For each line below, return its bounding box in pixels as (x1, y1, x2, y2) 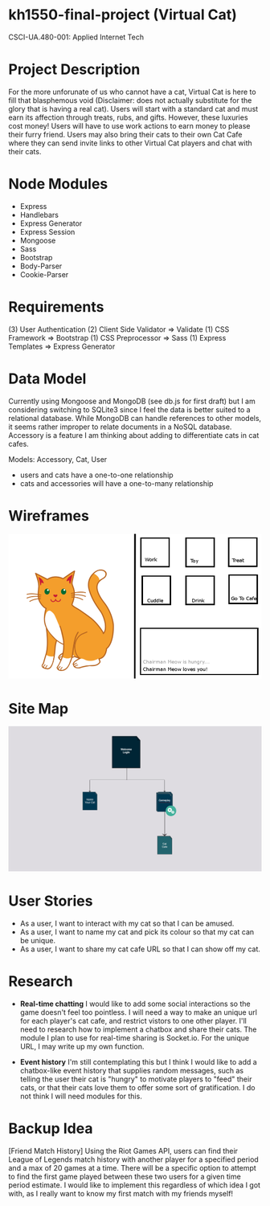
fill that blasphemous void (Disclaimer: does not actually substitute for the (8, 95, 252, 105)
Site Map (8, 699, 69, 717)
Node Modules (8, 175, 108, 194)
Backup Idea (8, 1119, 93, 1138)
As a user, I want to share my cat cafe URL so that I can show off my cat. (19, 944, 261, 954)
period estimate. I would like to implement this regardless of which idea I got (8, 1180, 261, 1190)
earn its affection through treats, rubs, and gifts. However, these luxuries (8, 112, 248, 122)
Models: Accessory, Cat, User (8, 454, 108, 464)
